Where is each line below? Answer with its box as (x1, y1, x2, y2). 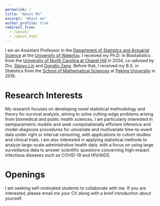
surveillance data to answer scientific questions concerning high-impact (5, 147, 149, 153)
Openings (5, 169, 45, 180)
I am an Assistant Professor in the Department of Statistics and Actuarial (5, 47, 149, 53)
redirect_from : (5, 25, 36, 30)
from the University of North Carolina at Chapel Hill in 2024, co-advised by (5, 58, 154, 63)
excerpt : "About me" (5, 16, 47, 21)
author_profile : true (5, 20, 49, 26)
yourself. (5, 195, 23, 201)
